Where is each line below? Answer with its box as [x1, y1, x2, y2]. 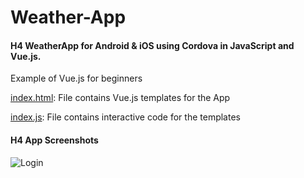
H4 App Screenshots [10, 134, 99, 146]
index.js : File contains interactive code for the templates [10, 111, 241, 123]
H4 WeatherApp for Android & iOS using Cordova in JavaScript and [10, 39, 295, 51]
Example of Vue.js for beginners [10, 72, 143, 85]
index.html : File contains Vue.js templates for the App [10, 92, 231, 104]
